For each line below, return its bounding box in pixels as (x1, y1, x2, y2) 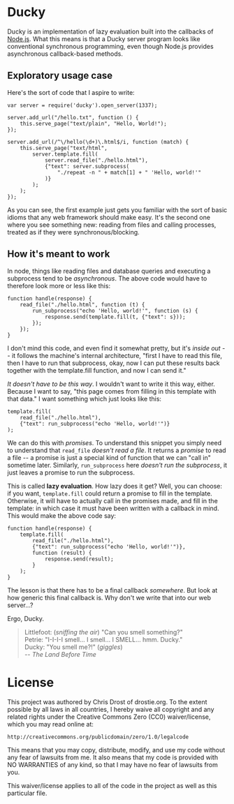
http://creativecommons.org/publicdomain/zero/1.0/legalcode (7, 734, 189, 740)
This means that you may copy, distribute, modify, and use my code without (7, 745, 226, 754)
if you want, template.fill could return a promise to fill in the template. (7, 489, 213, 498)
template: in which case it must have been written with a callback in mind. (7, 504, 219, 512)
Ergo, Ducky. (7, 614, 44, 623)
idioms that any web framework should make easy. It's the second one (7, 213, 211, 221)
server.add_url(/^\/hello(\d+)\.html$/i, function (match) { (7, 138, 189, 145)
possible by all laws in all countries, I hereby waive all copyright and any (7, 705, 214, 713)
